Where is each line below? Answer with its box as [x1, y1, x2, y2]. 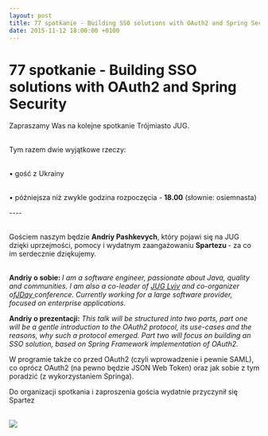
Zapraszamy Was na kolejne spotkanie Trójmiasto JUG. [9, 121, 190, 131]
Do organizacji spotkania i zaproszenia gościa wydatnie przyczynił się [9, 387, 238, 397]
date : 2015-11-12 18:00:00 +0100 [9, 26, 120, 34]
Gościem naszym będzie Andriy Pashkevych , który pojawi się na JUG [9, 232, 239, 242]
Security [9, 95, 67, 112]
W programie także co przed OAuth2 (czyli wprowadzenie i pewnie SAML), [9, 355, 254, 364]
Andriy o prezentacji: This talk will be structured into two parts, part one [9, 314, 248, 324]
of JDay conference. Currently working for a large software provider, [9, 290, 233, 300]
